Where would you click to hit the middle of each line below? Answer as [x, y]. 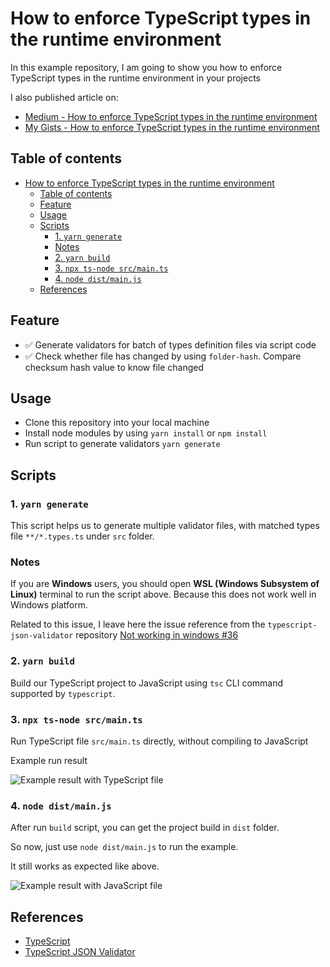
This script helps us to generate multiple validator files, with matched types [165, 526]
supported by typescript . [63, 693]
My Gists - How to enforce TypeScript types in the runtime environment [172, 127]
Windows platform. [49, 605]
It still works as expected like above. [85, 866]
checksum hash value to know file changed [114, 367]
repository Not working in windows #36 [157, 635]
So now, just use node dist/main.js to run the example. [124, 847]
